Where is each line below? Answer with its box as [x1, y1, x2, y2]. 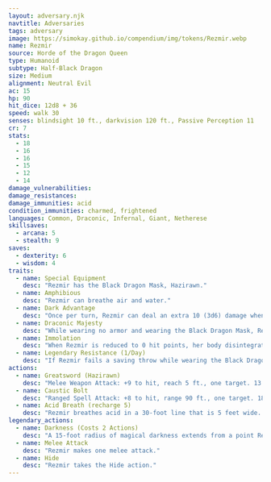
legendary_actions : [8, 417, 74, 425]
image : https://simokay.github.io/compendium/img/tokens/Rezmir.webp [8, 34, 248, 43]
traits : [8, 267, 35, 275]
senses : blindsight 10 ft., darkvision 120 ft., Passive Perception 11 [8, 117, 254, 125]
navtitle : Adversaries [8, 19, 85, 27]
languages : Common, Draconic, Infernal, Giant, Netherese [8, 214, 207, 222]
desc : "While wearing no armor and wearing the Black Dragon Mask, [23, 326, 254, 334]
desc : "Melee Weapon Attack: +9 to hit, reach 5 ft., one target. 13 [23, 379, 262, 387]
